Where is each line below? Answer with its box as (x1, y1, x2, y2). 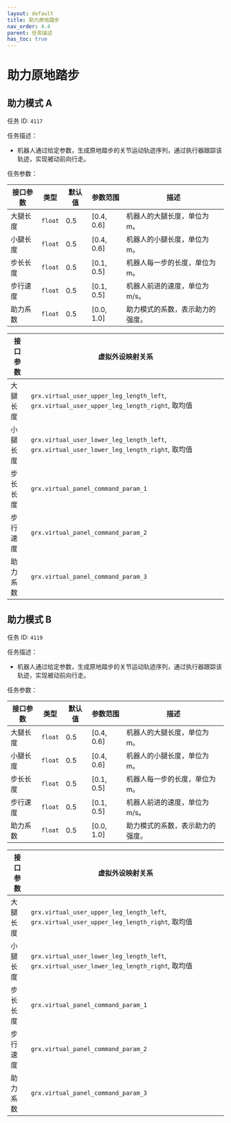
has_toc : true (7, 36, 48, 43)
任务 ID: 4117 (7, 117, 43, 125)
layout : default (7, 10, 54, 17)
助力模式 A (7, 97, 53, 109)
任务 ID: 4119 (7, 633, 43, 641)
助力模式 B (7, 614, 52, 625)
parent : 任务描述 (7, 29, 53, 37)
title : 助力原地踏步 (7, 17, 60, 23)
